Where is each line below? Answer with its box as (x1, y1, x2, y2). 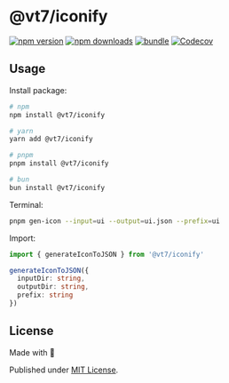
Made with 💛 (9, 347, 56, 357)
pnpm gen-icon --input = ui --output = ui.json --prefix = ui (9, 216, 220, 226)
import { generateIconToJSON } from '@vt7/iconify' (9, 250, 204, 259)
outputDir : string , (17, 283, 90, 291)
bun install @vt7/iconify (9, 183, 105, 192)
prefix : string (17, 291, 74, 299)
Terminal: (9, 199, 43, 210)
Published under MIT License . (9, 364, 119, 375)
